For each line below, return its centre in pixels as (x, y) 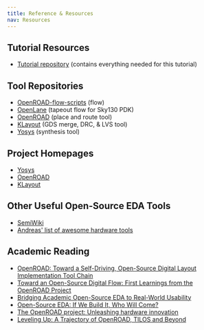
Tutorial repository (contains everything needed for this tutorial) (107, 64)
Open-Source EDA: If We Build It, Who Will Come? (88, 305)
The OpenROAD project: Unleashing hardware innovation (98, 312)
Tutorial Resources (48, 48)
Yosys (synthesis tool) (48, 132)
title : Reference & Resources (50, 13)
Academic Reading (48, 252)
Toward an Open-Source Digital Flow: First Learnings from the (105, 283)
